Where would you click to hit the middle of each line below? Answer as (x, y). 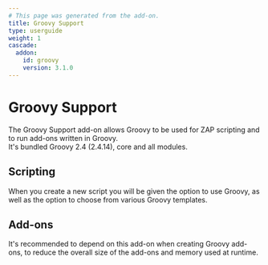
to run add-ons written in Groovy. (63, 138)
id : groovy (41, 61)
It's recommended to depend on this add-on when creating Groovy (119, 244)
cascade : (23, 46)
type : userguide (35, 30)
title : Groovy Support (46, 23)
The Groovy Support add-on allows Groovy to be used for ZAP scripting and (134, 130)
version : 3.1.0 (48, 68)
